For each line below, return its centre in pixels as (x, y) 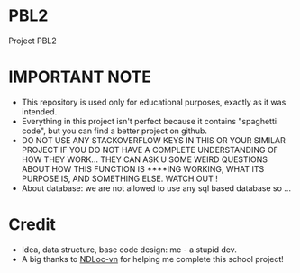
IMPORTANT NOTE (80, 77)
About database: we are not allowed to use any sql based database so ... (156, 188)
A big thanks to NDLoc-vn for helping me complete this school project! (153, 259)
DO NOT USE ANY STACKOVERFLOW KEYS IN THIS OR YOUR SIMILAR (153, 140)
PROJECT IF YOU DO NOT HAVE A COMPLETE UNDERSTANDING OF (150, 150)
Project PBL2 (32, 41)
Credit (32, 225)
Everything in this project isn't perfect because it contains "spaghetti (149, 121)
